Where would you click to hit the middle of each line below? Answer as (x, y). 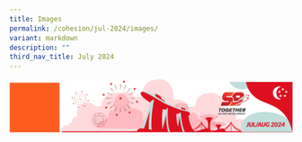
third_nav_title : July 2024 (62, 57)
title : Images (36, 19)
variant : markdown (44, 38)
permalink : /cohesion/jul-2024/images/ (84, 28)
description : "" (40, 48)
